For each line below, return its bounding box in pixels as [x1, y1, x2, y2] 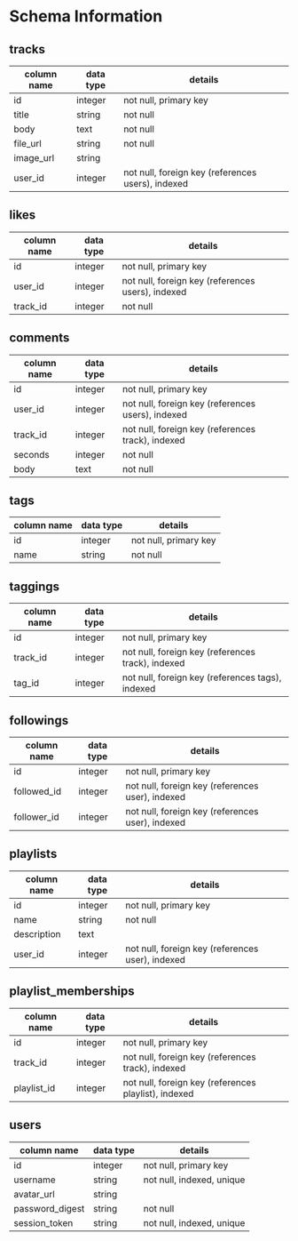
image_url [13, 152, 55, 164]
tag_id [13, 677, 40, 690]
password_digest [13, 1202, 85, 1214]
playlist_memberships [9, 984, 135, 999]
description [13, 927, 61, 940]
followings [9, 713, 69, 728]
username [13, 1173, 56, 1186]
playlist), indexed [122, 1087, 194, 1100]
